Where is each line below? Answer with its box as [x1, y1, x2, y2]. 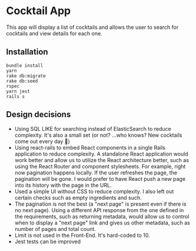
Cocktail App [6, 4, 71, 18]
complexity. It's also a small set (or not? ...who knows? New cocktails [14, 131, 182, 138]
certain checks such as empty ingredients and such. [14, 194, 142, 201]
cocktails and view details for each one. [6, 29, 102, 37]
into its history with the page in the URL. [14, 181, 112, 189]
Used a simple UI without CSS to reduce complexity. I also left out [14, 187, 174, 195]
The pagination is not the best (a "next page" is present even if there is [14, 200, 187, 207]
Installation [6, 47, 48, 57]
